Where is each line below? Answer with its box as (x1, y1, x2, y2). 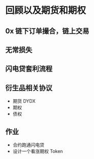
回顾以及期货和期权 (5, 5, 86, 16)
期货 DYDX (12, 98, 36, 104)
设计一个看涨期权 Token (12, 148, 63, 154)
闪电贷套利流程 (5, 64, 53, 73)
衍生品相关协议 (5, 83, 53, 92)
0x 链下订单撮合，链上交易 (5, 27, 89, 35)
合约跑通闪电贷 (12, 142, 44, 148)
